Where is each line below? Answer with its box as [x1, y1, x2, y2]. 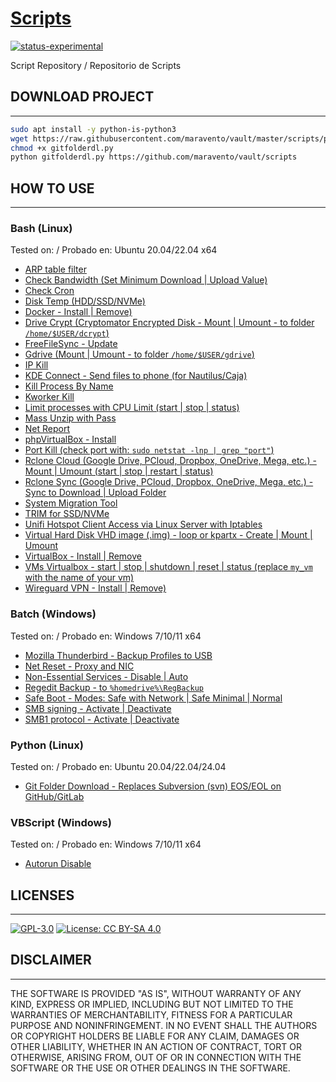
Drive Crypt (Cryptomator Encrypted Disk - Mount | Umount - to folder [24, 317, 315, 329]
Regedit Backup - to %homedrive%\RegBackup [24, 681, 204, 693]
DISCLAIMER [10, 952, 92, 969]
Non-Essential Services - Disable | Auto [24, 670, 189, 682]
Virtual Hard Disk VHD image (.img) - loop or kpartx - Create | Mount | [24, 529, 313, 541]
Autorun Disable [24, 858, 92, 870]
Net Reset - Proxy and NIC [24, 660, 135, 672]
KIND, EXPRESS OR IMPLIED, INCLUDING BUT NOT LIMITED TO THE [10, 998, 294, 1010]
